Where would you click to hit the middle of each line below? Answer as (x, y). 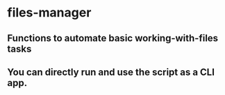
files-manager (49, 13)
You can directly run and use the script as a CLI (111, 72)
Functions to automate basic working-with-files (113, 38)
